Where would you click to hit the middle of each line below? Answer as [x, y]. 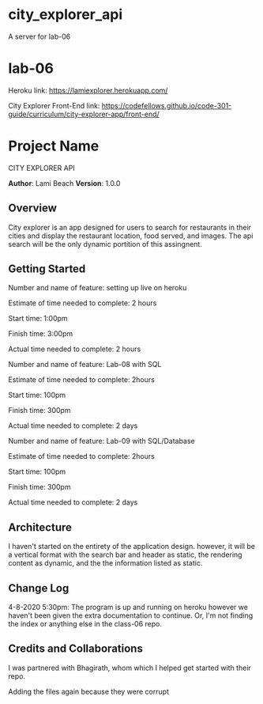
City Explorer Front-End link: [54, 105]
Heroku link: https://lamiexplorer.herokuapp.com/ [88, 90]
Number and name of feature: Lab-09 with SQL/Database [101, 441]
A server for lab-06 [39, 36]
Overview [33, 208]
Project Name [54, 146]
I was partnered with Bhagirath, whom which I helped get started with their [130, 668]
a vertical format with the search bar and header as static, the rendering [125, 554]
